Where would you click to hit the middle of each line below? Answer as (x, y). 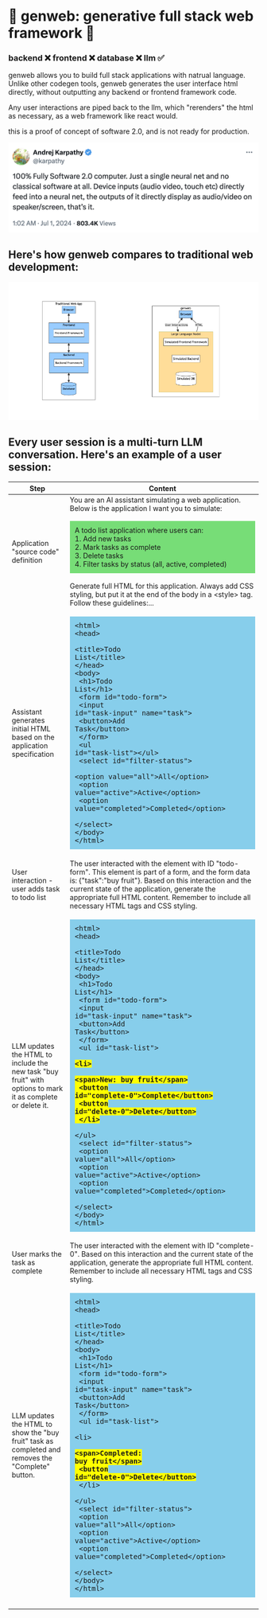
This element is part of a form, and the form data (171, 871)
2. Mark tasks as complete (118, 548)
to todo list (29, 897)
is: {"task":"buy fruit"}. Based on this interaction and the (161, 880)
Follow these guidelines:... (112, 603)
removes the (32, 1458)
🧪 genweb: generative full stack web (131, 16)
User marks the (37, 1254)
